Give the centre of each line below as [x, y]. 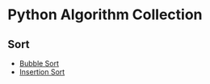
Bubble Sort [39, 63]
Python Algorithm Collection [105, 15]
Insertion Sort [42, 72]
